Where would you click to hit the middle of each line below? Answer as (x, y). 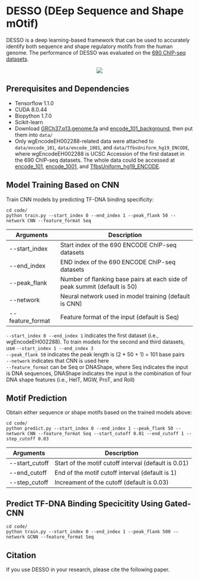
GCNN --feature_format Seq (61, 537)
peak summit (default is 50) (99, 287)
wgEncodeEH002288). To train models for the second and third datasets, (96, 342)
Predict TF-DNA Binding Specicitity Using (84, 504)
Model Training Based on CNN (63, 185)
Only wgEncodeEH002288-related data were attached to (84, 141)
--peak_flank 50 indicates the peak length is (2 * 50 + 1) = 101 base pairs (95, 354)
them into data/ (34, 134)
